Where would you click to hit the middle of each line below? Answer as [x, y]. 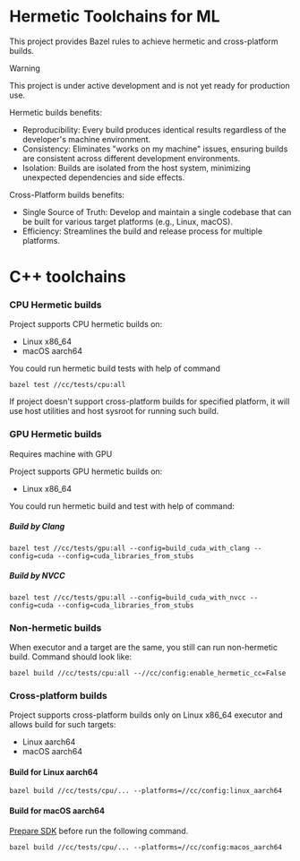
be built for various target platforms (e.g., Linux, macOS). [127, 221]
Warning [25, 68]
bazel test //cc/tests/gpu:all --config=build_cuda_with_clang [130, 548]
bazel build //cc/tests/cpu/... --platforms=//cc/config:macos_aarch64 [146, 847]
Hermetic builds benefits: [56, 112]
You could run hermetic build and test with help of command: [122, 506]
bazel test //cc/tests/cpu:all [68, 385]
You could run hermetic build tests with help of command [115, 368]
